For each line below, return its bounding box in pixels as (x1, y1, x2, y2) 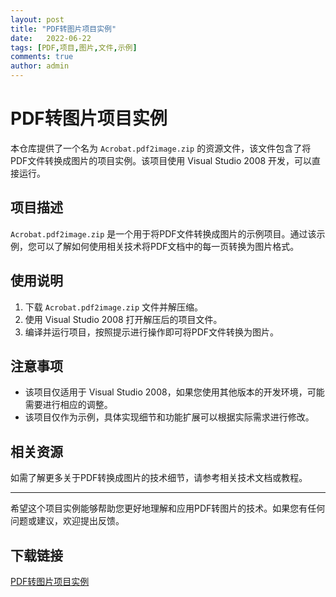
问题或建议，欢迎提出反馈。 (10, 515, 125, 527)
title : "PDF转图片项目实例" (10, 24, 117, 34)
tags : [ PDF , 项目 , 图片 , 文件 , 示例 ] (10, 42, 138, 53)
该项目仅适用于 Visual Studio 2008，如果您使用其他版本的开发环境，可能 (24, 386, 325, 398)
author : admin (10, 61, 70, 71)
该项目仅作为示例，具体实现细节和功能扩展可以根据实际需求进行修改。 (24, 411, 315, 423)
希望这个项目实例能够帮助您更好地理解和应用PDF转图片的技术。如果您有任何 (10, 502, 326, 515)
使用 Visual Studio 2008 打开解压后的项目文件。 (24, 313, 223, 325)
